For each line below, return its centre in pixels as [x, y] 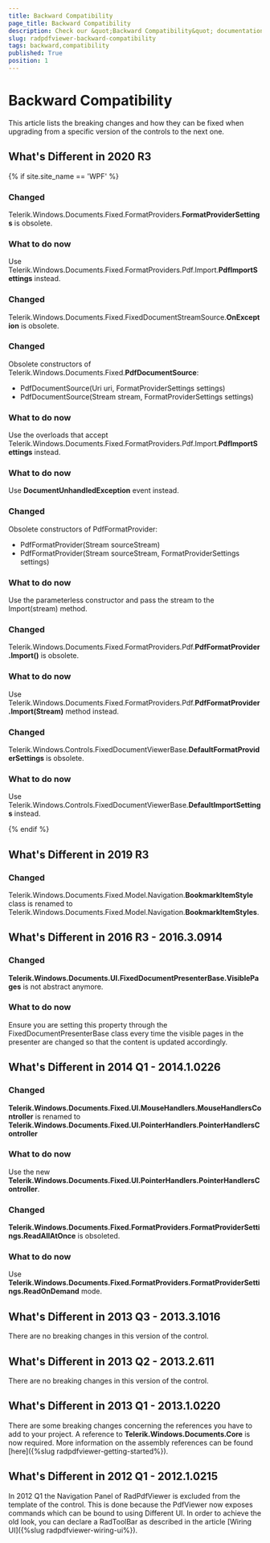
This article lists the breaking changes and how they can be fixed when [126, 122]
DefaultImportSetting [225, 805]
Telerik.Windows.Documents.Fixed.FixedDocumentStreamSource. [117, 317]
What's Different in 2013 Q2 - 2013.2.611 [111, 1361]
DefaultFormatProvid [224, 749]
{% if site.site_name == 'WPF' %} [63, 176]
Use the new [29, 1172]
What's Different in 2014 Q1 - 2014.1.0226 [115, 1067]
